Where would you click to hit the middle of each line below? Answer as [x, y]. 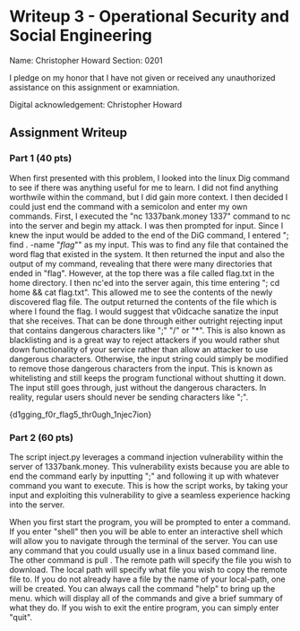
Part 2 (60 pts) [42, 437]
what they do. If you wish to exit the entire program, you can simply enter [144, 608]
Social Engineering [81, 35]
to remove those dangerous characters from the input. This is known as [141, 368]
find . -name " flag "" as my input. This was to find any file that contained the [149, 245]
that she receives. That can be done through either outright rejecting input [146, 321]
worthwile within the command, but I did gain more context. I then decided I [149, 197]
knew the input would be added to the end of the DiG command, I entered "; [149, 235]
